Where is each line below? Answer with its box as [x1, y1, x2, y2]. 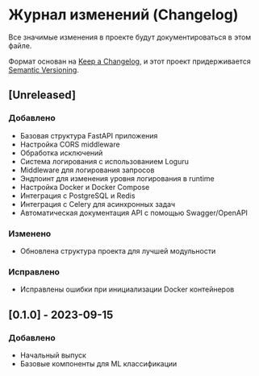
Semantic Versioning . [8, 64, 79, 74]
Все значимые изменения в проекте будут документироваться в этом [8, 32, 252, 42]
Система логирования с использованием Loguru [19, 156, 190, 166]
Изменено [8, 228, 52, 239]
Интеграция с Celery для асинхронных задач [19, 199, 176, 209]
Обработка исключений [19, 147, 103, 158]
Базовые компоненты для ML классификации [19, 358, 178, 368]
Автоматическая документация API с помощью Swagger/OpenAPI [19, 208, 249, 217]
